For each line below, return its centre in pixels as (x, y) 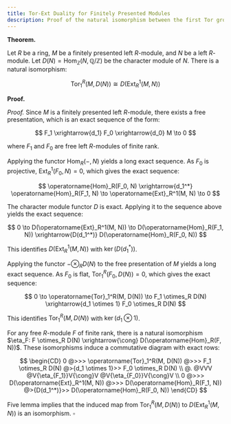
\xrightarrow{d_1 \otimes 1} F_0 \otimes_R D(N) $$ (115, 304)
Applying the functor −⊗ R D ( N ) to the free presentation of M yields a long (112, 265)
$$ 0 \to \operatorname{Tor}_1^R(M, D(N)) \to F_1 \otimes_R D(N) (115, 296)
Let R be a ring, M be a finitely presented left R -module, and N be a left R (110, 53)
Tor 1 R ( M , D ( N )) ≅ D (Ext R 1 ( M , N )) (115, 84)
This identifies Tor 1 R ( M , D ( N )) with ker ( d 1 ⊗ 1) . (74, 318)
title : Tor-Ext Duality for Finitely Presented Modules (89, 13)
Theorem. (22, 39)
